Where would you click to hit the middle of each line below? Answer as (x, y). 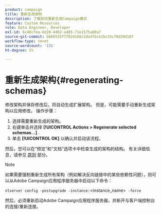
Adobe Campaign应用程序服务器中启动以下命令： (63, 181)
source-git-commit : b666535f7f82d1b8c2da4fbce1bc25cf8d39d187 (69, 37)
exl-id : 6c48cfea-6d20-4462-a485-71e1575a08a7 (53, 32)
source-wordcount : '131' (30, 46)
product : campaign (24, 9)
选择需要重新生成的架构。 (38, 121)
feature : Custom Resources (32, 23)
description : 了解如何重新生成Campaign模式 (46, 18)
